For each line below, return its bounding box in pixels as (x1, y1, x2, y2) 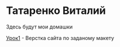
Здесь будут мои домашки (6, 23, 73, 30)
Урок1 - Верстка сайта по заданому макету (6, 34, 114, 41)
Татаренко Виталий (6, 4, 107, 17)
